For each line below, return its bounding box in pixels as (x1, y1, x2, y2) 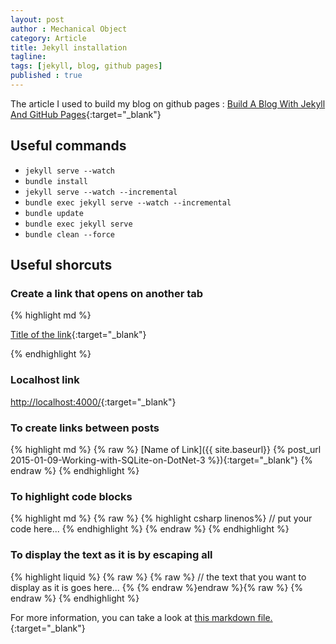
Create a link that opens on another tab (10, 287, 204, 300)
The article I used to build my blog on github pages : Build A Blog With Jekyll (10, 97, 326, 110)
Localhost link (10, 373, 80, 387)
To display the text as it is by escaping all (10, 548, 213, 562)
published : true (10, 71, 83, 81)
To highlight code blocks (10, 489, 133, 503)
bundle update (24, 208, 84, 218)
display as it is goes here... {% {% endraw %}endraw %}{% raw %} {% (10, 581, 304, 593)
